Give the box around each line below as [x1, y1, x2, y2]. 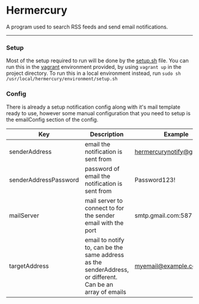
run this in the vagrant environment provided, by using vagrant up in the [6, 64, 182, 71]
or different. [85, 273, 118, 281]
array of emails [85, 287, 127, 296]
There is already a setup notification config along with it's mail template [6, 103, 181, 110]
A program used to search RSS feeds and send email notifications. [6, 23, 168, 30]
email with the [85, 218, 124, 227]
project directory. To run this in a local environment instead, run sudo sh [6, 69, 181, 77]
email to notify [85, 236, 124, 244]
